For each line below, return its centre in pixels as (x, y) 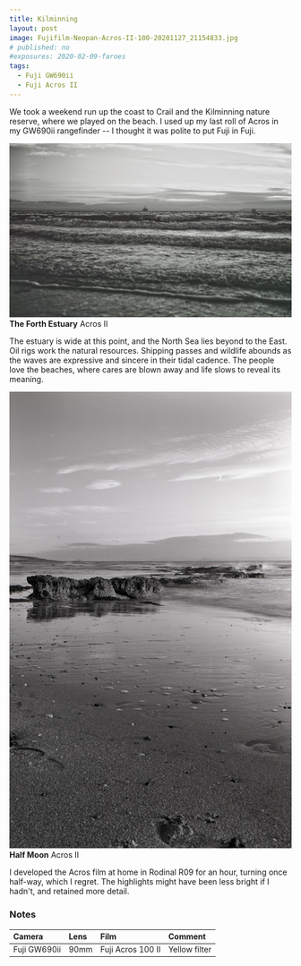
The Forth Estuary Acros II (59, 323)
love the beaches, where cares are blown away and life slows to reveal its (145, 369)
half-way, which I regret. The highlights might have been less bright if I (140, 882)
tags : (19, 66)
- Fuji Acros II (47, 85)
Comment (187, 936)
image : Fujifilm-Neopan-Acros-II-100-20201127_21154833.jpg (124, 38)
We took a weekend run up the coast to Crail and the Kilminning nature (140, 111)
